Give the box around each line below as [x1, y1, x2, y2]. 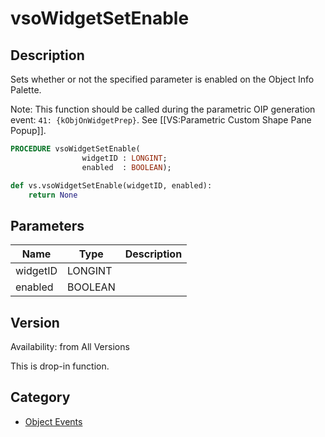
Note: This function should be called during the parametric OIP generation [10, 103, 316, 115]
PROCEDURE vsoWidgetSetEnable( [10, 144, 141, 154]
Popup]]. [10, 125, 47, 136]
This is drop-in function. [10, 360, 110, 372]
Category [10, 389, 71, 406]
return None [28, 190, 78, 200]
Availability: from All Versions [10, 341, 130, 352]
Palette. [10, 84, 42, 96]
